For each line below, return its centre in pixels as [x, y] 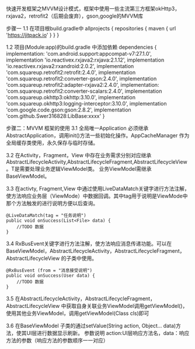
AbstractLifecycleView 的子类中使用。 [52, 258]
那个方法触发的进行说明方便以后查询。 [52, 203]
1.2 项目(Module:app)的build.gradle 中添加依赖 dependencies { [81, 47]
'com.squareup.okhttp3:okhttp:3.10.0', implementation [71, 97]
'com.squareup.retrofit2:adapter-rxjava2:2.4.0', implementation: [83, 85]
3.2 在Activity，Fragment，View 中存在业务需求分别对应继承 [79, 155]
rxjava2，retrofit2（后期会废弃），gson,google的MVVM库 [75, 16]
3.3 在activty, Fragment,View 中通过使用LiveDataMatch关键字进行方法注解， [98, 189]
